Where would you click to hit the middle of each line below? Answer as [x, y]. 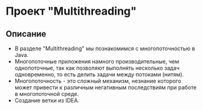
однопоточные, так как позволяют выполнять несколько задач [97, 68]
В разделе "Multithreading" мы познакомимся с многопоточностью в [105, 48]
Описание [26, 34]
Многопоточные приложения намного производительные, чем [97, 61]
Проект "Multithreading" [71, 11]
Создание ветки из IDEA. [47, 100]
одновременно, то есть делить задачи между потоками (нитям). [99, 74]
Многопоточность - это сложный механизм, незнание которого [98, 81]
